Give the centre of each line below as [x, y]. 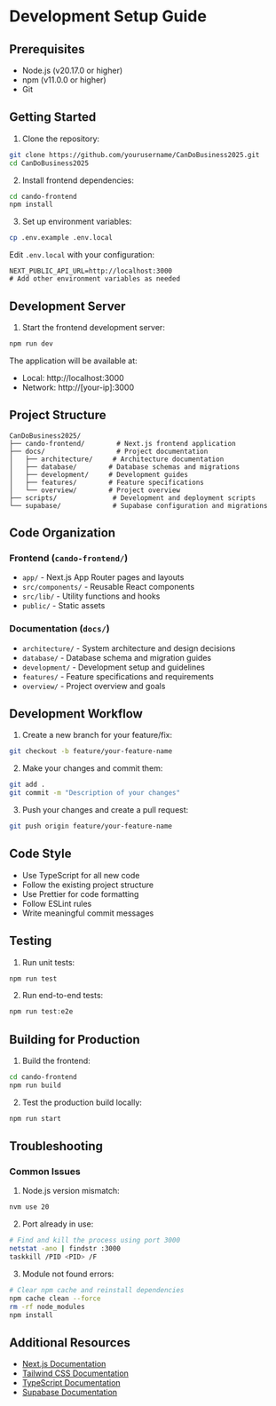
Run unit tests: [48, 962]
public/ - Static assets [63, 606]
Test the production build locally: [82, 1102]
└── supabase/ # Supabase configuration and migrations [138, 505]
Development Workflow [76, 714]
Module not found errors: [68, 1274]
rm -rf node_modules [47, 1307]
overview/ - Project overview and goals [94, 686]
